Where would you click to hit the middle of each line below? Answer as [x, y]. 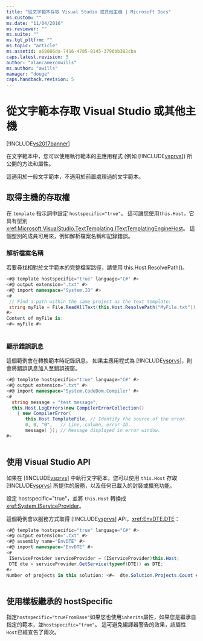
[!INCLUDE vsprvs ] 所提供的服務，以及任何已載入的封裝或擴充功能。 [91, 485]
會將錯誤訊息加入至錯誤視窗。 [43, 368]
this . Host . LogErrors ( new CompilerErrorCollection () [78, 408]
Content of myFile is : [35, 319]
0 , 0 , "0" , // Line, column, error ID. [78, 425]
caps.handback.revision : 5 [40, 79]
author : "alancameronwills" [42, 62]
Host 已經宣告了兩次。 [33, 632]
